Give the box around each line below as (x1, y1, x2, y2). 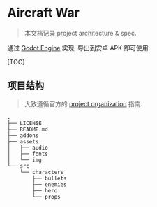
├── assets (7, 138, 39, 145)
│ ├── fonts (7, 150, 49, 157)
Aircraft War (7, 5, 80, 21)
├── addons (7, 131, 39, 139)
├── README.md (7, 126, 49, 133)
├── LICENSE (7, 120, 42, 127)
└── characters (20, 169, 64, 176)
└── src (7, 162, 30, 169)
